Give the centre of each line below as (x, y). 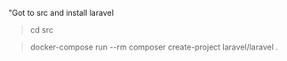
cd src (42, 30)
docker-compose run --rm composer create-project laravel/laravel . (154, 47)
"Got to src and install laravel (61, 13)
